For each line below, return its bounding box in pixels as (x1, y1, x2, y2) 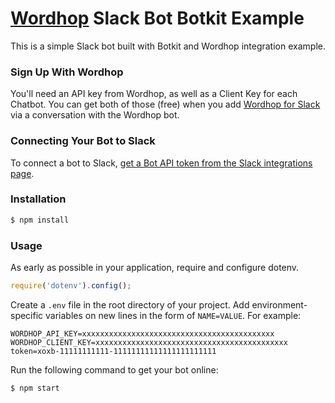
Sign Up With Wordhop (10, 65, 124, 79)
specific (10, 309, 44, 321)
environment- (251, 298, 308, 311)
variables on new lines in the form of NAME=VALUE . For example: (45, 309, 302, 321)
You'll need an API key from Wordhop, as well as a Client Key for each (10, 88, 298, 100)
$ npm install (10, 215, 70, 225)
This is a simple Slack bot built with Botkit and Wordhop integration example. (10, 40, 326, 52)
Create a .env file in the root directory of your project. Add (10, 298, 250, 311)
